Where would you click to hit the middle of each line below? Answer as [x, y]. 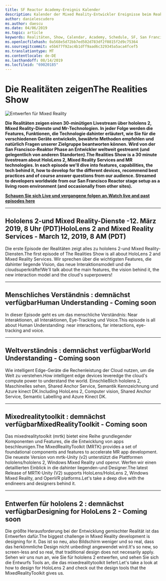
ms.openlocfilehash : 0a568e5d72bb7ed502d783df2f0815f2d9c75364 [72, 42]
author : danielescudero [30, 19]
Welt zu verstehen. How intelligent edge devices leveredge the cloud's [76, 375]
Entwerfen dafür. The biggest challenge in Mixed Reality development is [78, 536]
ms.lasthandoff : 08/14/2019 [34, 60]
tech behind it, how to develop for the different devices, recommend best [82, 171]
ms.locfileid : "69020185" [32, 65]
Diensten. [15, 254]
